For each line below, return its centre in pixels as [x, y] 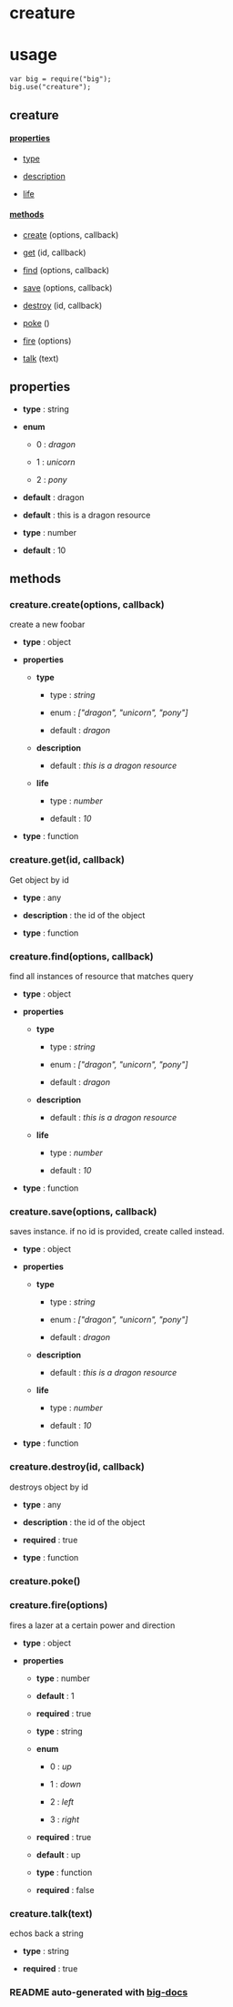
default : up [58, 1854]
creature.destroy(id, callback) [77, 1467]
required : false [65, 1889]
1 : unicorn [56, 462]
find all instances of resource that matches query [101, 977]
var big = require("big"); [61, 79]
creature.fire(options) [59, 1605]
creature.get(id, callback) [67, 860]
